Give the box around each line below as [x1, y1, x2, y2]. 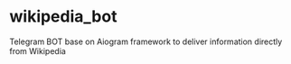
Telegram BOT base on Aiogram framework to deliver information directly [9, 36, 283, 47]
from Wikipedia [9, 45, 66, 56]
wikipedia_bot [9, 6, 117, 27]
